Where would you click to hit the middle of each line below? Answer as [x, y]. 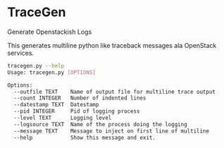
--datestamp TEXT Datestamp [56, 105]
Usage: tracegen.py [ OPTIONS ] [52, 72]
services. [20, 53]
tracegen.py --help [36, 66]
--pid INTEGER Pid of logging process [77, 111]
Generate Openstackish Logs [50, 32]
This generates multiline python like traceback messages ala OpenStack [112, 45]
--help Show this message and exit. [85, 137]
